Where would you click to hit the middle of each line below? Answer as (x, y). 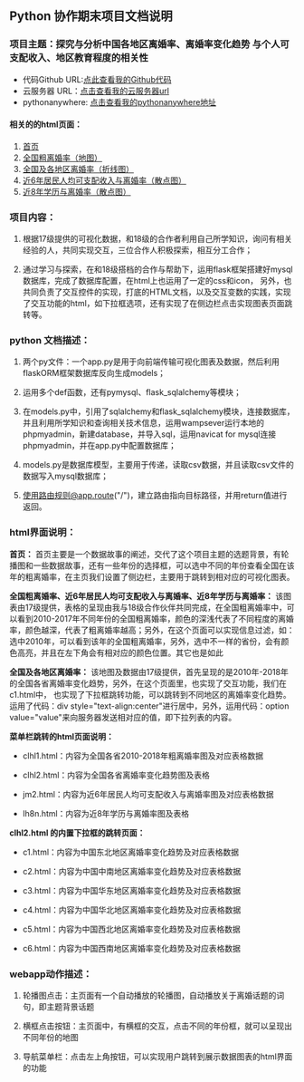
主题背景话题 (71, 1007)
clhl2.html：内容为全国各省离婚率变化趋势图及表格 (116, 775)
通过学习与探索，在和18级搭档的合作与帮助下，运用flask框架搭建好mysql (157, 269)
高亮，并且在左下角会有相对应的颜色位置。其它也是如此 (120, 652)
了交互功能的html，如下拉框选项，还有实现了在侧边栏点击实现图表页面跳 (157, 304)
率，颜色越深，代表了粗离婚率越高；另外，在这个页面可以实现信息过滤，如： (152, 630)
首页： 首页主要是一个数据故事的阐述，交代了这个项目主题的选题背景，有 (145, 554)
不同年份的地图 (50, 1038)
